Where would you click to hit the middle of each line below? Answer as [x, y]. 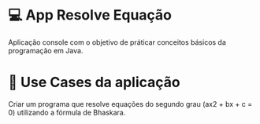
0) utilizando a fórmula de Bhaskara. [67, 112]
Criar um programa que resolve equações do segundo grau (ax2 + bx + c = [130, 104]
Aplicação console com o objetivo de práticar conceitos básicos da [117, 42]
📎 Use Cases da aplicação [94, 82]
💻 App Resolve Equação [90, 15]
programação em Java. [46, 50]
